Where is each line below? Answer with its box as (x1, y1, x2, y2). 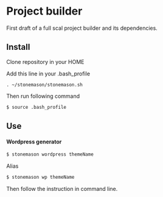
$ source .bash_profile (6, 104, 67, 110)
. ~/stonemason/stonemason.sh (6, 81, 83, 88)
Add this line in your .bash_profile (6, 70, 90, 77)
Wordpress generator (6, 138, 62, 145)
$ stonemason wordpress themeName (6, 151, 94, 157)
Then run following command (6, 92, 80, 100)
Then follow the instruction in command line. (6, 185, 118, 192)
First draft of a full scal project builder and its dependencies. (6, 24, 158, 32)
